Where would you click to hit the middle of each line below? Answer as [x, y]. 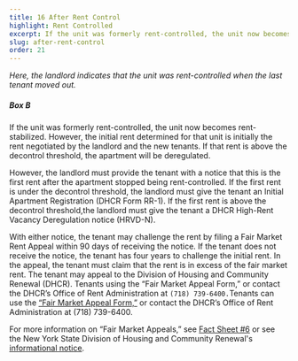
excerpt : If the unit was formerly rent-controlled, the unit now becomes [150, 34]
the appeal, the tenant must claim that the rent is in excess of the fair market [149, 265]
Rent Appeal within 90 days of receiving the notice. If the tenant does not [143, 246]
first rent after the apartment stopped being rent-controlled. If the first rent [145, 182]
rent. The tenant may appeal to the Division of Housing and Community [139, 274]
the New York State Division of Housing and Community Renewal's [131, 339]
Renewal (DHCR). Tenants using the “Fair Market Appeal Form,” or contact [145, 284]
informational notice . [47, 348]
